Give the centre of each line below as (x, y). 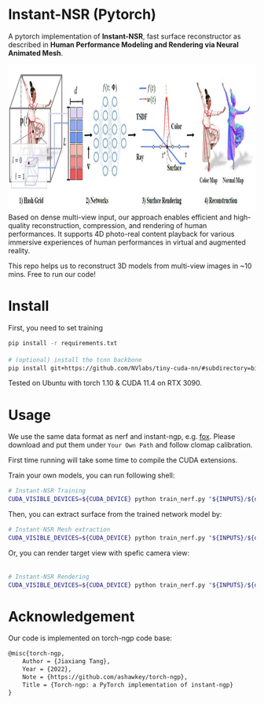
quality (19, 225)
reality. (19, 250)
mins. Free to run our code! (52, 274)
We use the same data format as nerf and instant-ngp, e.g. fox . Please (122, 437)
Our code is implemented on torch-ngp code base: (90, 638)
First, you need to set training (56, 327)
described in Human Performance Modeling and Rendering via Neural (124, 44)
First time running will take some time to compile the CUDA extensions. (123, 460)
